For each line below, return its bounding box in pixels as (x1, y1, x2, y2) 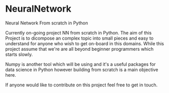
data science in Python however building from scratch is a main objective (5, 67, 158, 73)
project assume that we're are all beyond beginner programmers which (5, 46, 154, 52)
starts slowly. (5, 51, 33, 57)
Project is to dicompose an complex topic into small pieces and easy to (5, 35, 154, 41)
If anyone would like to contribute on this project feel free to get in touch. (5, 82, 158, 88)
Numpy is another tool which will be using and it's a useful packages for (5, 61, 156, 67)
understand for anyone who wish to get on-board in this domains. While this (5, 40, 164, 46)
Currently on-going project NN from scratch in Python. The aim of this (5, 29, 152, 36)
